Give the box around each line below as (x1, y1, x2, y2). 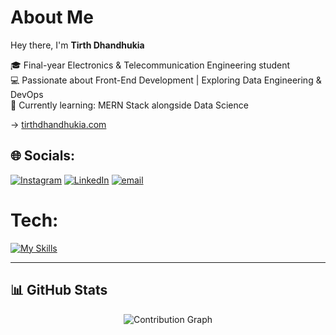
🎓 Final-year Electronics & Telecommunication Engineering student (10, 59, 291, 71)
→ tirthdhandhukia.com (10, 118, 107, 130)
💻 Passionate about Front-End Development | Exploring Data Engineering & (10, 74, 322, 86)
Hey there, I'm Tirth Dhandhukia (10, 39, 145, 51)
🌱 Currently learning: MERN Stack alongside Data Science (10, 99, 249, 111)
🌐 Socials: (10, 147, 76, 165)
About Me (10, 6, 94, 29)
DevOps (10, 88, 44, 100)
